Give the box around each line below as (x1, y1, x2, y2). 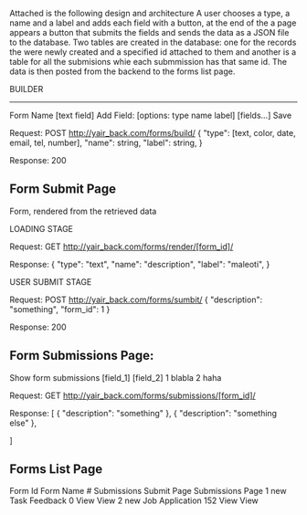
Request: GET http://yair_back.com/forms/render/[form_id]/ (9, 241, 234, 252)
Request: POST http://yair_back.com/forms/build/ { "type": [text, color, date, (9, 128, 296, 138)
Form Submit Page (9, 182, 117, 197)
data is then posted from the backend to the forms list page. (9, 66, 236, 77)
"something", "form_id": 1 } (9, 303, 111, 314)
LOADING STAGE (9, 223, 74, 234)
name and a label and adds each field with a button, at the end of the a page (9, 17, 297, 28)
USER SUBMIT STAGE (9, 276, 92, 287)
